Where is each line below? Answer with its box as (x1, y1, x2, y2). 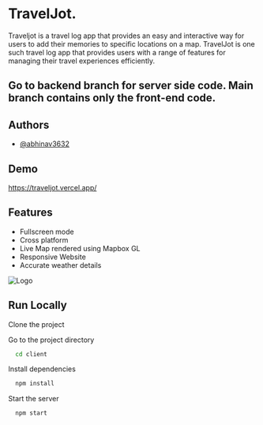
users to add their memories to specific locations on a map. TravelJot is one (8, 39, 255, 48)
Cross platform (19, 235, 69, 245)
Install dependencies (8, 364, 77, 374)
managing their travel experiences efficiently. (8, 56, 156, 66)
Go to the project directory (8, 335, 95, 344)
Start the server (8, 394, 59, 404)
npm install (15, 380, 55, 388)
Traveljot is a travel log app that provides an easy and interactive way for (8, 31, 245, 40)
